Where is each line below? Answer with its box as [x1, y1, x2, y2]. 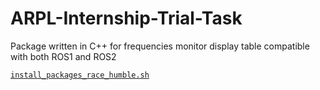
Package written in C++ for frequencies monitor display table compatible [10, 40, 310, 52]
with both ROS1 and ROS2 [10, 50, 117, 62]
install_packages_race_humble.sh [10, 70, 150, 80]
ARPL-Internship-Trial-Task [10, 7, 243, 30]
